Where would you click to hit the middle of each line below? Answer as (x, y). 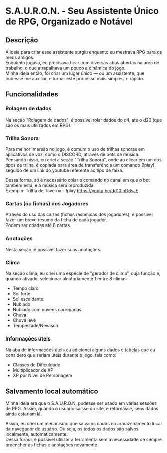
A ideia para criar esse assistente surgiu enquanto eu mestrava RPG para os (84, 52)
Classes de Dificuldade (36, 365)
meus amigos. (20, 57)
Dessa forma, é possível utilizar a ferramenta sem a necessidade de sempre (83, 439)
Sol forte (21, 293)
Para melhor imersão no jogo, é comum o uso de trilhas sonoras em (75, 149)
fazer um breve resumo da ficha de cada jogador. (56, 220)
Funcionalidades (32, 95)
